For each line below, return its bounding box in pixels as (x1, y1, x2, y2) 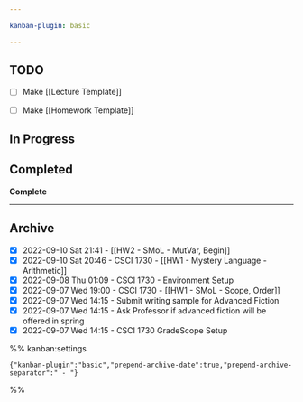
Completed (9, 162, 74, 177)
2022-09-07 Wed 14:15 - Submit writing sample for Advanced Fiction (22, 294, 280, 305)
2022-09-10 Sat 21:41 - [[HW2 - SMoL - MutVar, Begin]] (22, 245, 231, 256)
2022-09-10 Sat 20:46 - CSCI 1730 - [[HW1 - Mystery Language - (22, 255, 268, 266)
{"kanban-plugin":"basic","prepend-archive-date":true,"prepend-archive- (9, 360, 293, 370)
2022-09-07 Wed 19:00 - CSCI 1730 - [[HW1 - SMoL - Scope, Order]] (22, 285, 281, 295)
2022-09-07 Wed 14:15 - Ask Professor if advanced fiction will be (22, 304, 267, 316)
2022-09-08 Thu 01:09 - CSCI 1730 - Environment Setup (22, 275, 234, 285)
